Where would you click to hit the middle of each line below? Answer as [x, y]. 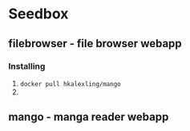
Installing [27, 66]
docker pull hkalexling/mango [71, 84]
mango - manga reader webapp [89, 117]
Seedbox [38, 14]
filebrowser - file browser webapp [95, 44]
